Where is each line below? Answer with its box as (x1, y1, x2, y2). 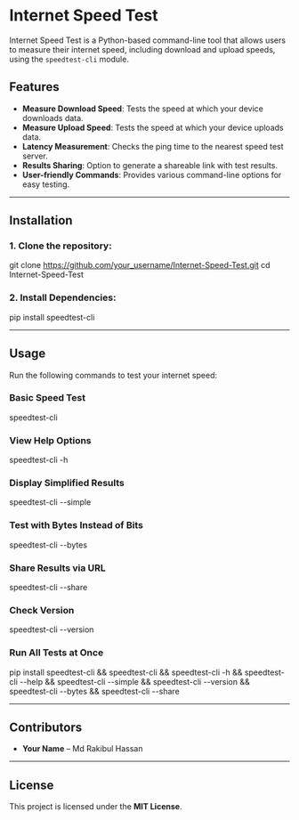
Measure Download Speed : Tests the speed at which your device (21, 103, 264, 114)
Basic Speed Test (9, 392, 86, 404)
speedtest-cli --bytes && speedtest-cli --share (9, 686, 180, 696)
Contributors (9, 720, 83, 735)
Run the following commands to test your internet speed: (9, 369, 218, 380)
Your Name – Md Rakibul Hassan (21, 743, 143, 754)
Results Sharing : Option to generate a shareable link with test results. (21, 159, 279, 170)
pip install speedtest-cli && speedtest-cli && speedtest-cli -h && (9, 667, 243, 678)
